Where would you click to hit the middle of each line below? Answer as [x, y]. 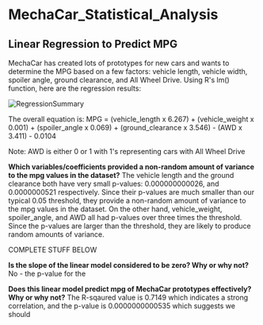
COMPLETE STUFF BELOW [53, 250]
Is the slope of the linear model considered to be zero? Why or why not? [129, 265]
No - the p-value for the [47, 273]
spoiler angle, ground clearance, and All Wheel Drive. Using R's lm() [119, 80]
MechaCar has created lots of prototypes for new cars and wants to [119, 63]
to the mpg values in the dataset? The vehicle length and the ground [121, 175]
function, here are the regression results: [74, 88]
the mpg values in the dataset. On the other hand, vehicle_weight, [115, 209]
